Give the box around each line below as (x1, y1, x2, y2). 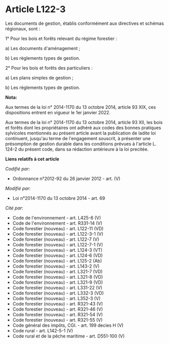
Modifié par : (5, 185, 31, 191)
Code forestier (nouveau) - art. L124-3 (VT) (12, 247, 102, 253)
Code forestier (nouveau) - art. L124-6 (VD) (12, 252, 103, 259)
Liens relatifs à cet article (5, 156, 60, 162)
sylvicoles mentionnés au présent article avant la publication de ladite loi (5, 130, 156, 136)
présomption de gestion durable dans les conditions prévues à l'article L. (5, 141, 157, 147)
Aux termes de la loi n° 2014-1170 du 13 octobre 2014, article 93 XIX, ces (5, 104, 156, 110)
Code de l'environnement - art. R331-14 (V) (12, 220, 102, 226)
